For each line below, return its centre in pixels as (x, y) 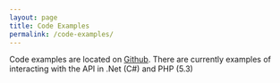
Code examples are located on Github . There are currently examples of (140, 60)
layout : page (34, 17)
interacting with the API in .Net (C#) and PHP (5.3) (102, 69)
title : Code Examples (50, 26)
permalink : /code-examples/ (62, 34)
